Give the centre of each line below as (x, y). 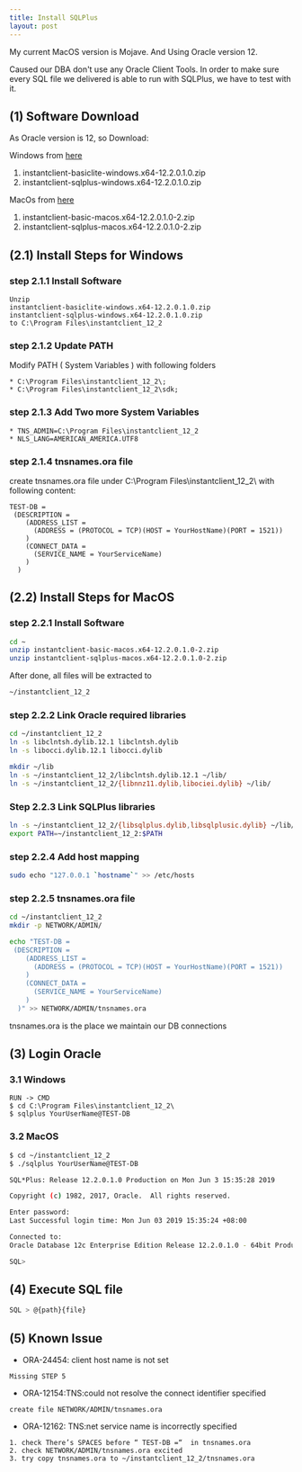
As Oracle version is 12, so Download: (79, 138)
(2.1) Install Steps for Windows (97, 255)
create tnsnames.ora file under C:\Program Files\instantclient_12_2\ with (142, 480)
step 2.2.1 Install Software (67, 624)
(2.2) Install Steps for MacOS (92, 598)
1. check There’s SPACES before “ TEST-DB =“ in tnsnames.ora (130, 1443)
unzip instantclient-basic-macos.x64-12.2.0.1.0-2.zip (114, 650)
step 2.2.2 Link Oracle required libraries (98, 715)
